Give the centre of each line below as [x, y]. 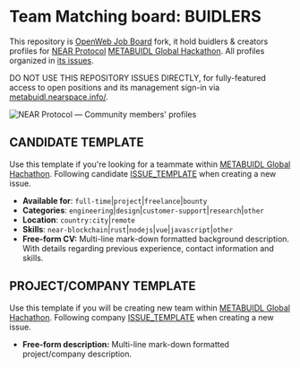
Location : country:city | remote [79, 219]
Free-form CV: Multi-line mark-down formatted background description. [155, 239]
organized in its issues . [51, 60]
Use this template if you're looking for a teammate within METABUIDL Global [150, 164]
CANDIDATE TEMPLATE [77, 142]
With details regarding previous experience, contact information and [148, 248]
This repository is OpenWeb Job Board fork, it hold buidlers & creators [139, 41]
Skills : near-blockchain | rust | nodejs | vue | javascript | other [128, 229]
